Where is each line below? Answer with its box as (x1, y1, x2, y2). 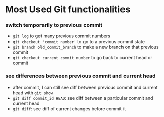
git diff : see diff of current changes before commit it (12, 105, 126, 112)
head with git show (12, 90, 53, 96)
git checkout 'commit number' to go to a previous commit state (12, 38, 145, 45)
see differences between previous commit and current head (5, 72, 156, 80)
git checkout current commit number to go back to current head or (12, 55, 153, 61)
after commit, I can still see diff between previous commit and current (12, 84, 158, 90)
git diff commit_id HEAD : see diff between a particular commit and (12, 95, 153, 101)
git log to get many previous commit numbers (12, 33, 110, 39)
